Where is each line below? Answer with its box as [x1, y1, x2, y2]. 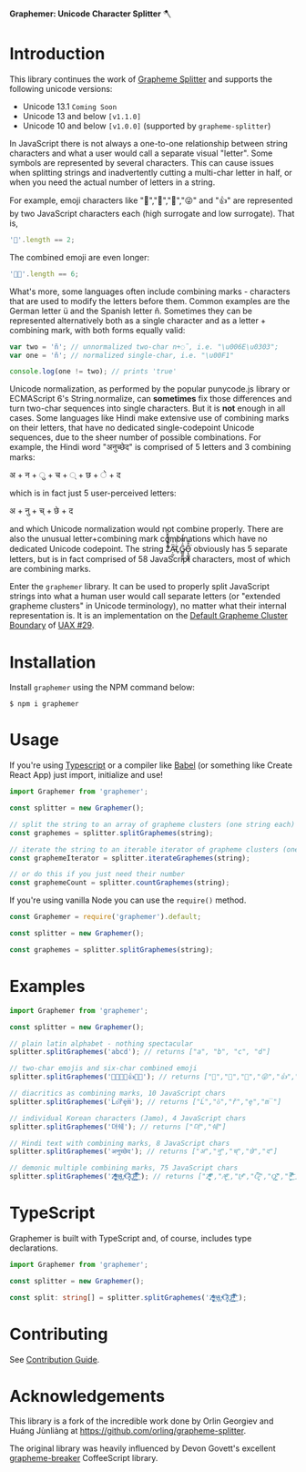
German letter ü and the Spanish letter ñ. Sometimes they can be [9, 305, 253, 316]
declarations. [9, 1242, 59, 1253]
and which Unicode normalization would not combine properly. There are [9, 524, 284, 535]
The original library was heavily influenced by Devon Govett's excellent [9, 1443, 276, 1454]
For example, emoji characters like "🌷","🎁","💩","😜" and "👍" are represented [9, 195, 293, 206]
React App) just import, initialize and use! [9, 770, 164, 781]
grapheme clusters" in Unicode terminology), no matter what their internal [9, 600, 287, 611]
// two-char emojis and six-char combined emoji [9, 1064, 198, 1073]
